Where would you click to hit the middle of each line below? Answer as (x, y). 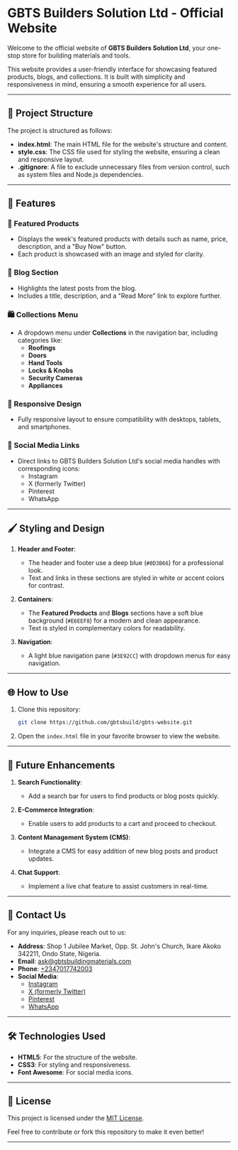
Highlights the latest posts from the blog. (77, 288)
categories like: (40, 340)
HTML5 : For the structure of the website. (77, 1057)
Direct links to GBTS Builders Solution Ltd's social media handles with (119, 461)
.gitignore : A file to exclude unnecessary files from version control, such (124, 167)
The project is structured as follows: (60, 130)
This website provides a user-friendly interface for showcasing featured (112, 69)
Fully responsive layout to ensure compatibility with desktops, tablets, (119, 419)
